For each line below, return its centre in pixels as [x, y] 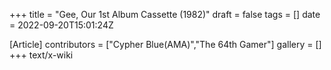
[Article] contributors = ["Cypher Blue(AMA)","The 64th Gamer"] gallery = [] [165, 44]
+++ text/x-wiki [41, 55]
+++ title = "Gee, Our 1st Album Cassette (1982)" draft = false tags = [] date [165, 14]
